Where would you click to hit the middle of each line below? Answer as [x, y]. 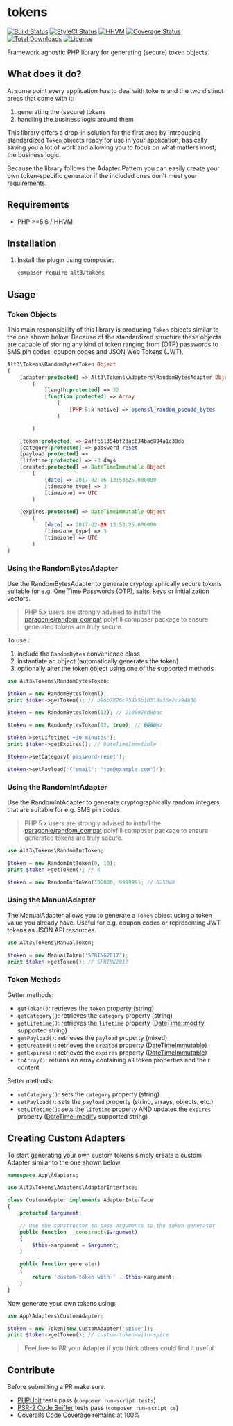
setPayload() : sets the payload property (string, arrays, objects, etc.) [115, 1101]
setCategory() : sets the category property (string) [88, 1094]
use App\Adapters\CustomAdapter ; [55, 1316]
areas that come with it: [41, 98]
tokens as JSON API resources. [52, 930]
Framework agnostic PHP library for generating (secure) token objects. [108, 52]
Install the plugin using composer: [66, 260]
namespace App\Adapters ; [43, 1175]
